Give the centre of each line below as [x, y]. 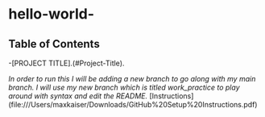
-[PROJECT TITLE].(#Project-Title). [66, 63]
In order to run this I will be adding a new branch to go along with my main [132, 79]
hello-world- [52, 14]
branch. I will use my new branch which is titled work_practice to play [124, 87]
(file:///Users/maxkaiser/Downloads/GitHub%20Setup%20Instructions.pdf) [133, 104]
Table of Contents [54, 44]
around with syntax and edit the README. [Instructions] [101, 96]
